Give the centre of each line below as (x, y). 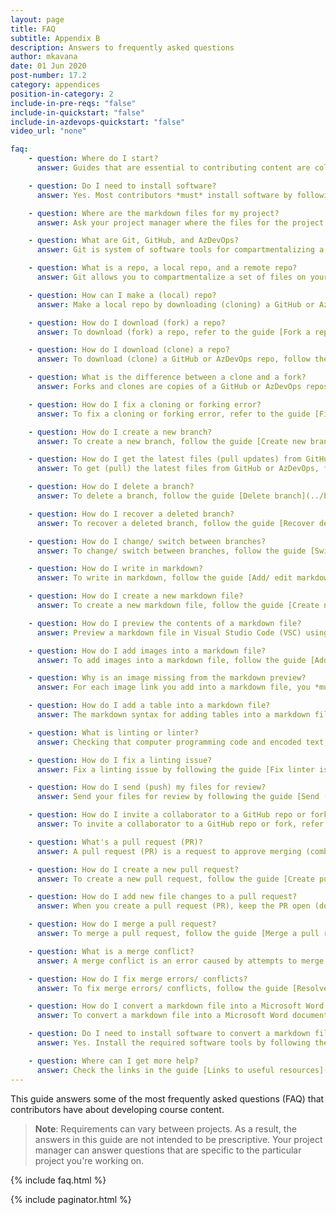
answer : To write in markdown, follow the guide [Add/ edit (164, 578)
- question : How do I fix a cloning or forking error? (145, 404)
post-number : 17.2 (48, 76)
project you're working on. (89, 1160)
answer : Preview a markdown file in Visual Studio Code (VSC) (169, 632)
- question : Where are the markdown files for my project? (154, 213)
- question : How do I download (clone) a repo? (129, 350)
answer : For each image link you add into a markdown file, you (173, 687)
